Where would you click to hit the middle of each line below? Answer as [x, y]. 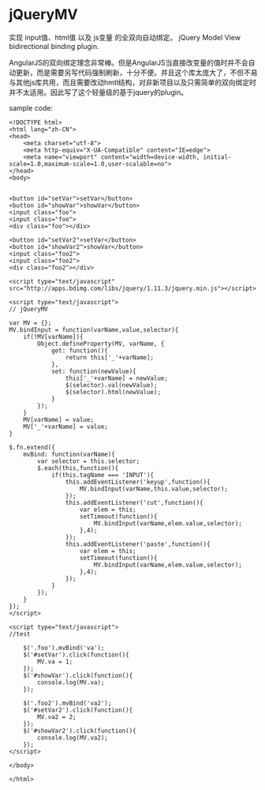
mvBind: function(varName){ [69, 454]
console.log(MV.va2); [73, 737]
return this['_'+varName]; [110, 357]
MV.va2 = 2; [57, 717]
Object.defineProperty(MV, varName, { [101, 344]
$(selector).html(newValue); [113, 392]
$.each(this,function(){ [78, 468]
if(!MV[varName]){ [53, 337]
